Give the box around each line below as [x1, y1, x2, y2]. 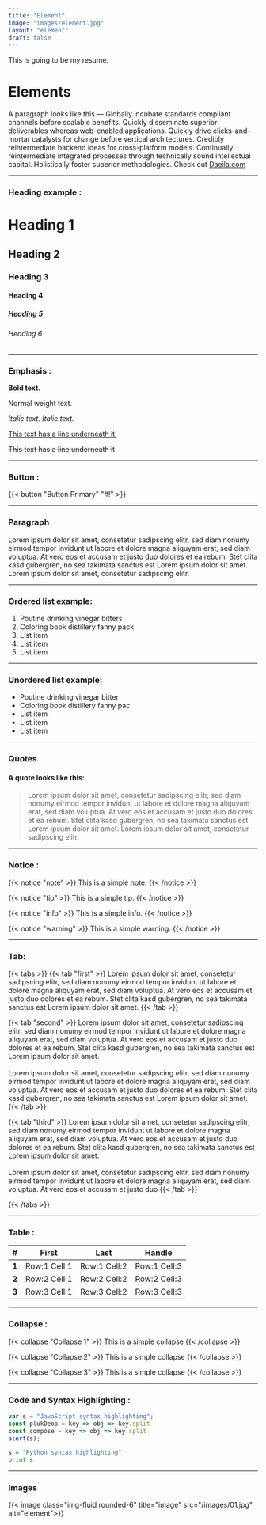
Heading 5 [8, 309, 44, 318]
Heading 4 [8, 290, 44, 301]
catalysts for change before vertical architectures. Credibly [31, 135, 224, 144]
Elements [8, 83, 71, 101]
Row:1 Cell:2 [80, 1261, 128, 1272]
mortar [8, 135, 30, 144]
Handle [145, 1247, 173, 1258]
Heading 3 [8, 271, 49, 282]
